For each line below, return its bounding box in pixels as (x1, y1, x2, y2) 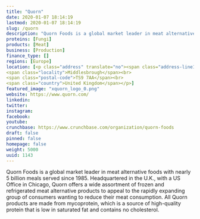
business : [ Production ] (6, 47, 65, 53)
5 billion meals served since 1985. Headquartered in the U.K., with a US (6, 174, 180, 182)
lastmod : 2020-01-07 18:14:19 (6, 20, 82, 26)
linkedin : (6, 97, 31, 103)
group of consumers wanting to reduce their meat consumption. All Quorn (6, 193, 187, 201)
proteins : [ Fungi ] (6, 36, 52, 42)
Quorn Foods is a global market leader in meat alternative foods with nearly (6, 169, 191, 176)
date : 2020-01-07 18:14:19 (6, 14, 73, 20)
